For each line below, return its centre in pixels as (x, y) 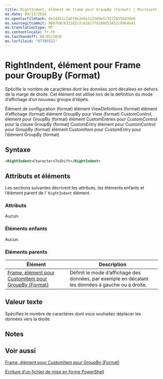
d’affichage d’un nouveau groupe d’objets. (47, 99)
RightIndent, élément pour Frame (73, 65)
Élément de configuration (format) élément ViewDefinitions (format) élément (81, 109)
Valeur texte (24, 302)
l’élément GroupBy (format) (32, 135)
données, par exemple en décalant (109, 279)
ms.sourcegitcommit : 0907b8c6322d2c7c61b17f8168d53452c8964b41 (70, 23)
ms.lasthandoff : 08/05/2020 (33, 37)
